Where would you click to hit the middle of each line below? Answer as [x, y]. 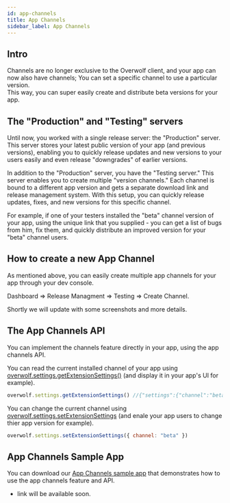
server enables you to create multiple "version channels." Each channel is [111, 180]
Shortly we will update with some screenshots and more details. [97, 309]
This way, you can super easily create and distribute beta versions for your [112, 93]
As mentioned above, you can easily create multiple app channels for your [112, 275]
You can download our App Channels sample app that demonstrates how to [114, 473]
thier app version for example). [51, 423]
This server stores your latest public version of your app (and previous [106, 145]
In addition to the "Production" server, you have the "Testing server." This [111, 173]
